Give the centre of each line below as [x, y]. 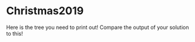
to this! [15, 33]
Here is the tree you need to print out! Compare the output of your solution [97, 27]
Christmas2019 [45, 11]
